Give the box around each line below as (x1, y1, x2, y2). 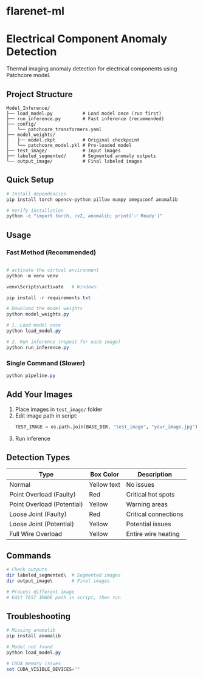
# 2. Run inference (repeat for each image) (6, 339, 121, 345)
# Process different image (6, 589, 75, 595)
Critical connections (126, 510, 184, 518)
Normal (9, 481, 30, 489)
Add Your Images (6, 390, 73, 400)
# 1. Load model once (6, 322, 61, 328)
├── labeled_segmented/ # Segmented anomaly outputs (6, 153, 156, 159)
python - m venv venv (6, 273, 59, 279)
